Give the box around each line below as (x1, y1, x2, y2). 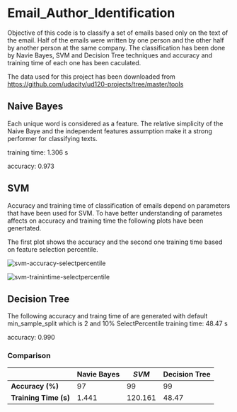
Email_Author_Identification (7, 5, 175, 21)
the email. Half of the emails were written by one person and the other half (7, 35, 224, 44)
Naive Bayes (7, 101, 64, 113)
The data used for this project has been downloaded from (7, 72, 175, 81)
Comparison (7, 351, 51, 361)
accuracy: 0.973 (7, 162, 54, 170)
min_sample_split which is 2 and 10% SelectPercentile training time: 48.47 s (7, 319, 228, 328)
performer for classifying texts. (7, 134, 98, 143)
